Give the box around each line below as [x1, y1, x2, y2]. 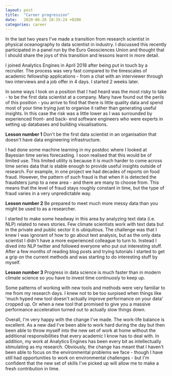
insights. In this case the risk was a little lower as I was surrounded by [5, 110, 153, 117]
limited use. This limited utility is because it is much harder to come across [5, 158, 162, 164]
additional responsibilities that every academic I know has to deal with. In [5, 333, 160, 339]
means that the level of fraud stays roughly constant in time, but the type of [5, 185, 165, 191]
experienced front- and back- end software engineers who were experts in [5, 116, 163, 122]
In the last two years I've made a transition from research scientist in [5, 36, 149, 42]
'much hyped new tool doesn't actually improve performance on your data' [5, 296, 163, 302]
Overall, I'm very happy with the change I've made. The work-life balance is [5, 316, 165, 323]
